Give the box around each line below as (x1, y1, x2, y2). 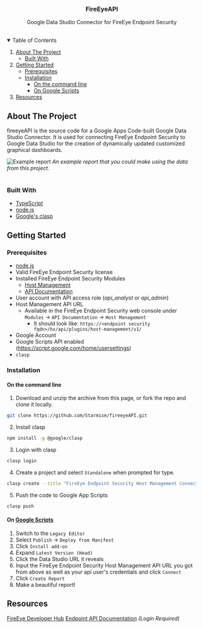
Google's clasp (15, 212, 53, 220)
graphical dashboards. (7, 146, 63, 154)
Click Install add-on (15, 542, 68, 549)
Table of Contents (12, 37, 57, 44)
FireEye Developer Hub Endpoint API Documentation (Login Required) (7, 615, 180, 622)
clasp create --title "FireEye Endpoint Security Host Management (7, 480, 177, 486)
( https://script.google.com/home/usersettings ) (15, 344, 131, 352)
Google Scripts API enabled (15, 338, 84, 345)
